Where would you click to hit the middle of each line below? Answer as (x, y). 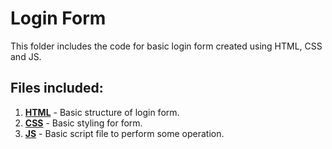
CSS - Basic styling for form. (83, 123)
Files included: (57, 88)
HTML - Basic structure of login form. (102, 112)
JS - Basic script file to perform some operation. (124, 133)
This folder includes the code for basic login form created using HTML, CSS (166, 46)
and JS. (26, 56)
